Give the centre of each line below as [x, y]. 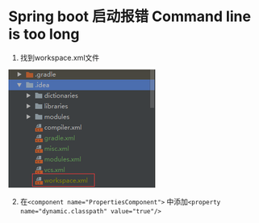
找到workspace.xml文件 [60, 57]
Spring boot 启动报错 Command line [130, 17]
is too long [44, 34]
